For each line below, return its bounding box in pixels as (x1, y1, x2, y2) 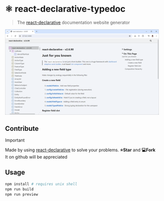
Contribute (5, 124, 39, 132)
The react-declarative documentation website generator (17, 19, 130, 25)
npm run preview (5, 192, 38, 197)
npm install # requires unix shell (5, 182, 78, 187)
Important (5, 137, 25, 143)
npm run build (5, 186, 34, 192)
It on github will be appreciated (5, 154, 67, 160)
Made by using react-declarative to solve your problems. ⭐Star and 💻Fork (5, 147, 156, 153)
